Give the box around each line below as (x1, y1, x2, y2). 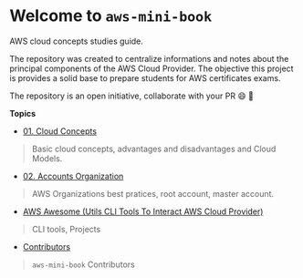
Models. (31, 152, 63, 164)
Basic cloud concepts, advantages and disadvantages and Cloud (31, 143, 277, 154)
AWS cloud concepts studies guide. (9, 36, 144, 46)
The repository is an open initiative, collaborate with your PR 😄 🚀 (9, 90, 254, 101)
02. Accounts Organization (22, 170, 124, 181)
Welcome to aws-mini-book (9, 5, 213, 26)
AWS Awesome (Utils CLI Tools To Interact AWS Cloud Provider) (22, 206, 264, 217)
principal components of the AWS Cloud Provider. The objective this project (9, 63, 294, 74)
